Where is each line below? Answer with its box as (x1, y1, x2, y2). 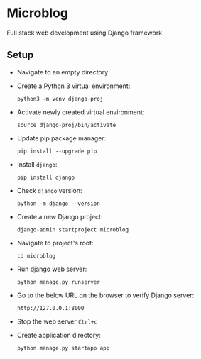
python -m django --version (16, 200, 100, 207)
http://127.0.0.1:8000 (16, 304, 85, 311)
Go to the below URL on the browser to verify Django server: (16, 291, 195, 299)
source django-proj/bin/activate (16, 121, 116, 128)
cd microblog (16, 252, 56, 260)
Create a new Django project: (16, 212, 103, 221)
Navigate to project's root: (16, 238, 94, 247)
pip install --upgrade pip (16, 148, 97, 155)
